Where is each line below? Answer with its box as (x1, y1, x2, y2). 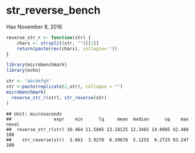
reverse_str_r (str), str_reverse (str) (11, 94, 108, 101)
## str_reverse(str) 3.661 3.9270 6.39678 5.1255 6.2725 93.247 (6, 137, 189, 143)
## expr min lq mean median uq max (6, 116, 189, 122)
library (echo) (6, 68, 41, 74)
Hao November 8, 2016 (6, 23, 63, 30)
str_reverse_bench (6, 4, 101, 17)
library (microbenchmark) (6, 62, 67, 68)
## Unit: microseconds (6, 111, 62, 117)
